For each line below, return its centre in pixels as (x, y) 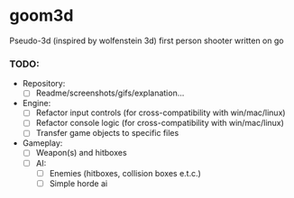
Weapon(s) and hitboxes (82, 153)
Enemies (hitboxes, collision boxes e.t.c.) (125, 173)
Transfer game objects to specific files (107, 133)
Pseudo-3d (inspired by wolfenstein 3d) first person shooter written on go (147, 40)
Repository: (44, 84)
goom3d (41, 16)
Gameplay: (42, 143)
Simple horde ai (78, 183)
